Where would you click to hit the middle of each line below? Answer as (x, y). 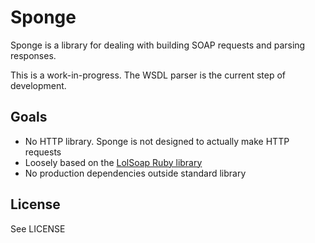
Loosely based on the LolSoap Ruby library (113, 162)
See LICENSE (38, 228)
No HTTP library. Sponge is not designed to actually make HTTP (157, 141)
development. (38, 85)
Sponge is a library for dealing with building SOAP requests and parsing (158, 45)
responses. (33, 55)
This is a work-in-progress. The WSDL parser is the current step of (148, 75)
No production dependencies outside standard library (135, 173)
